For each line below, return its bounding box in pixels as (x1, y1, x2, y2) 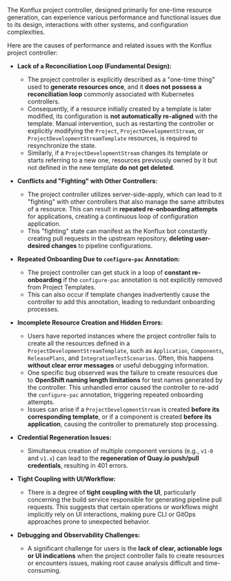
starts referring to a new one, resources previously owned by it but (27, 156, 217, 164)
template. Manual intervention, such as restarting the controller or (27, 120, 214, 127)
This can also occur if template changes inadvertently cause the (27, 290, 210, 298)
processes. (27, 305, 60, 313)
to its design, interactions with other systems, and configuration (7, 21, 188, 28)
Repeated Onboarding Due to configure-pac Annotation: (17, 255, 181, 263)
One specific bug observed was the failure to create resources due (27, 369, 219, 377)
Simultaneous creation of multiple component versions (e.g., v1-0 (27, 447, 214, 455)
